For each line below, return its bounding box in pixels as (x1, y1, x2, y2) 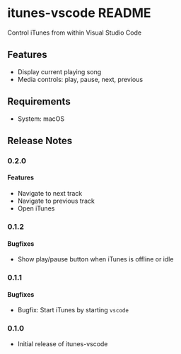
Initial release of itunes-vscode (17, 339, 108, 348)
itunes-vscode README (7, 5, 151, 21)
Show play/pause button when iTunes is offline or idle (17, 255, 174, 264)
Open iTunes (17, 204, 55, 213)
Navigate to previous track (17, 196, 95, 206)
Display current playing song (17, 67, 102, 76)
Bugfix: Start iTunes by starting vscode (17, 306, 129, 314)
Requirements (7, 95, 71, 107)
